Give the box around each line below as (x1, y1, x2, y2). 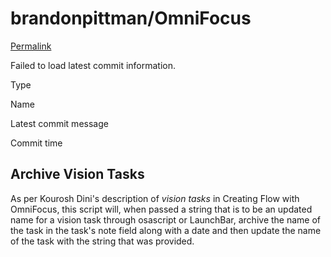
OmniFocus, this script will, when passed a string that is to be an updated (10, 203, 313, 215)
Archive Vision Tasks (10, 166, 145, 183)
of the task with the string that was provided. (10, 235, 195, 247)
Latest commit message (10, 117, 109, 129)
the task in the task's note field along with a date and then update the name (10, 224, 322, 236)
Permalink (10, 40, 52, 52)
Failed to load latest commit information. (10, 59, 177, 71)
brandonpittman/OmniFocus (10, 7, 252, 30)
